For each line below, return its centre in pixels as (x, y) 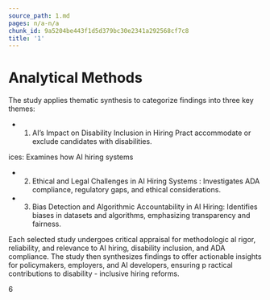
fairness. (47, 224)
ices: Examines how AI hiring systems (71, 157)
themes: (22, 109)
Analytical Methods (75, 78)
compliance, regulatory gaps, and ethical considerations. (127, 190)
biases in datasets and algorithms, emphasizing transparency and (141, 216)
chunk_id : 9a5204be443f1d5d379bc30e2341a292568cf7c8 (99, 31)
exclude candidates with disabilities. (92, 142)
